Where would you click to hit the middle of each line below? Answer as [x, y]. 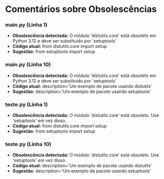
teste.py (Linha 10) [28, 144]
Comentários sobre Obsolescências [81, 9]
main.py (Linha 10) [28, 64]
